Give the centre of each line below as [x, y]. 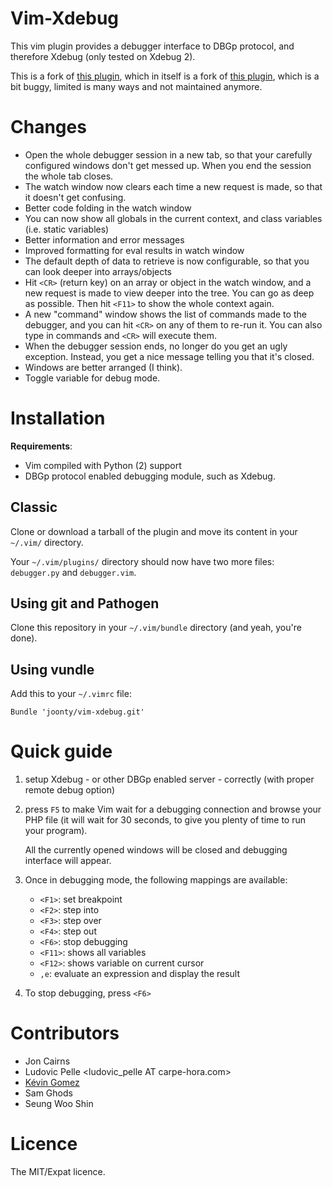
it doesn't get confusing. [75, 197]
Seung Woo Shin [59, 1104]
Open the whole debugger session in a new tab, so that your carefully [168, 154]
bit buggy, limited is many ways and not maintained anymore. [136, 86]
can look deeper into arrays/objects [98, 271]
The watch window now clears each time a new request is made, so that [173, 186]
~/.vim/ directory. [47, 542]
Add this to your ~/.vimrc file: [71, 694]
